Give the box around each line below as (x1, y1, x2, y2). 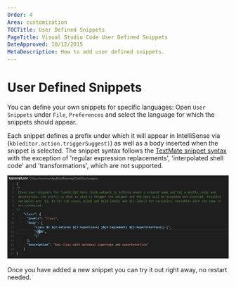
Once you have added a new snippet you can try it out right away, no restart (7, 266, 228, 274)
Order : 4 (7, 11, 33, 18)
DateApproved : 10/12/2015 (7, 41, 83, 49)
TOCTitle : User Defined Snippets (7, 26, 105, 33)
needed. (7, 273, 32, 281)
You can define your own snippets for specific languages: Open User (7, 103, 206, 111)
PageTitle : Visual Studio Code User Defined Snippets (7, 34, 169, 41)
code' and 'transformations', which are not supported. (7, 161, 164, 170)
